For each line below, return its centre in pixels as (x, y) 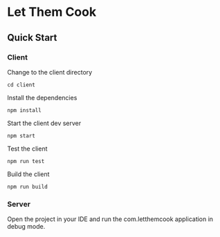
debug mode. (26, 227)
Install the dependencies (42, 97)
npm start (21, 135)
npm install (24, 110)
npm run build (28, 187)
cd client (21, 85)
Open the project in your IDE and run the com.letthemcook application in (110, 219)
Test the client (27, 149)
